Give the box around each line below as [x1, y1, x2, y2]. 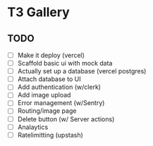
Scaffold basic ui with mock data [17, 59, 113, 68]
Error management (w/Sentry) [17, 99, 105, 107]
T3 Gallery [7, 4, 71, 20]
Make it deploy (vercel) [17, 51, 85, 59]
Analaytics [17, 123, 49, 131]
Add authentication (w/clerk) [17, 83, 101, 92]
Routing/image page [17, 107, 77, 115]
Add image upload [17, 91, 71, 99]
